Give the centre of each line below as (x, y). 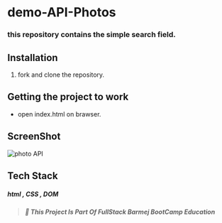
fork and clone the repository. (61, 75)
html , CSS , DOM (33, 194)
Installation (33, 58)
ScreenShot (34, 137)
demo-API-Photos (62, 12)
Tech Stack (33, 176)
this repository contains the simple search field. (91, 35)
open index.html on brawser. (59, 114)
